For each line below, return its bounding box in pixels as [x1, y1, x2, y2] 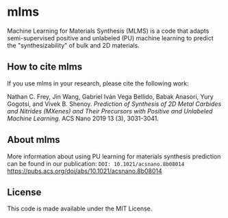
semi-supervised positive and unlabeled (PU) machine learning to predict [7, 33, 214, 42]
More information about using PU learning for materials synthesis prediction [7, 152, 221, 161]
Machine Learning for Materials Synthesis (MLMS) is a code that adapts [7, 27, 210, 35]
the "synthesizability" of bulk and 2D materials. [7, 41, 140, 49]
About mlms [7, 134, 60, 146]
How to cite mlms [7, 61, 83, 72]
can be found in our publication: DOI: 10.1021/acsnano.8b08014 [7, 159, 185, 167]
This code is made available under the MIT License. [7, 204, 153, 213]
